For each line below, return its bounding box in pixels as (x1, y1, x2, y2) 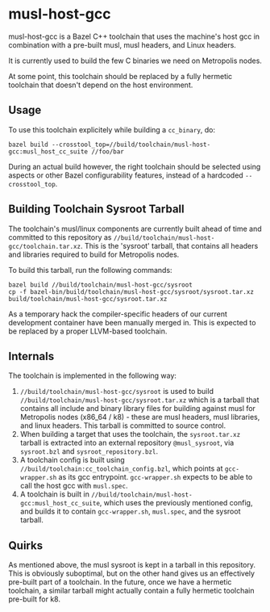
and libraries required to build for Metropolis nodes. (8, 249, 180, 259)
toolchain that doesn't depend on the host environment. (8, 80, 193, 90)
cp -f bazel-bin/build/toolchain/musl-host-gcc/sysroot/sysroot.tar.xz (8, 287, 254, 296)
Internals (8, 349, 55, 363)
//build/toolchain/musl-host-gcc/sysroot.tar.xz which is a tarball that (19, 395, 260, 405)
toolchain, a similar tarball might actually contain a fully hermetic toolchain (8, 586, 255, 596)
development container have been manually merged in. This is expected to (8, 317, 256, 327)
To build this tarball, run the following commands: (8, 265, 172, 275)
